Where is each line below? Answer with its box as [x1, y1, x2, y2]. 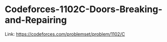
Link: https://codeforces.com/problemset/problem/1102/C [5, 31, 125, 37]
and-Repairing [5, 14, 67, 26]
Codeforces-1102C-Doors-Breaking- [5, 4, 163, 15]
